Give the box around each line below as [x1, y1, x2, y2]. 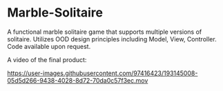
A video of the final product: [7, 55, 87, 63]
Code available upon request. [7, 42, 91, 50]
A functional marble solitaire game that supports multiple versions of [7, 28, 202, 36]
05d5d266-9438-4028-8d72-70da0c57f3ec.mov [7, 76, 148, 84]
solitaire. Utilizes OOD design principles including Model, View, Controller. [7, 34, 217, 43]
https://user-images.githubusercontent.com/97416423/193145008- [7, 69, 198, 77]
